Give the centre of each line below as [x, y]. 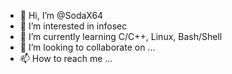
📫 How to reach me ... [66, 58]
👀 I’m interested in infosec [73, 26]
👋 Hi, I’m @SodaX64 [61, 15]
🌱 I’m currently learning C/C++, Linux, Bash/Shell [121, 36]
